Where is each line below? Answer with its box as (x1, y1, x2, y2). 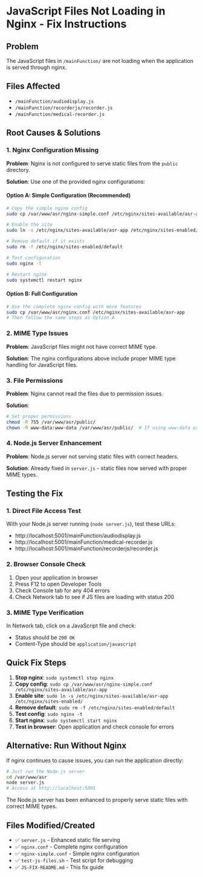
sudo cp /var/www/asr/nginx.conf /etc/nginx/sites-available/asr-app (6, 309, 185, 316)
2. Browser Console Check (6, 560, 86, 569)
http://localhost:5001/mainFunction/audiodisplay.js (14, 532, 141, 540)
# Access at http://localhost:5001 (6, 786, 96, 792)
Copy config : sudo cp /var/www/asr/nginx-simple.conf (14, 680, 153, 687)
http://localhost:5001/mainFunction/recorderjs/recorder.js (14, 545, 158, 552)
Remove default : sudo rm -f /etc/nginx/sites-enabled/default (14, 704, 175, 711)
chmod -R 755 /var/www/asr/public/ (6, 419, 96, 425)
